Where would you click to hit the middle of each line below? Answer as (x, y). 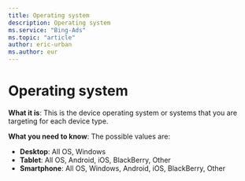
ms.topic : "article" (42, 37)
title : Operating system (49, 15)
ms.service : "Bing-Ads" (47, 30)
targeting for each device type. (58, 121)
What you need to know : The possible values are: (89, 136)
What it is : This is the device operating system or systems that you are (123, 113)
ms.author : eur (33, 52)
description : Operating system (59, 23)
